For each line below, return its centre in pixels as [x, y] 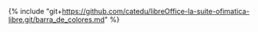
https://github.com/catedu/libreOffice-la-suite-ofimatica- [156, 11]
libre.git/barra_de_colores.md [57, 20]
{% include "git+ [35, 11]
